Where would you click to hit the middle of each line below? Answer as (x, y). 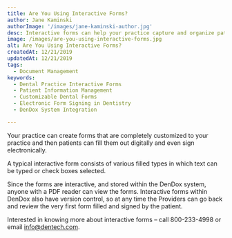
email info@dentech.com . (43, 227)
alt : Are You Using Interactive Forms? (65, 46)
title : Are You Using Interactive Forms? (68, 13)
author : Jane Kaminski (40, 20)
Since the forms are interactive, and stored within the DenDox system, (107, 184)
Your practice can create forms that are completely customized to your (108, 135)
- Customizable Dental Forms (55, 97)
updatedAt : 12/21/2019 (40, 59)
